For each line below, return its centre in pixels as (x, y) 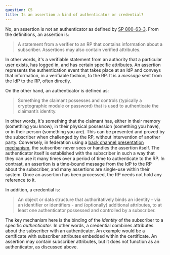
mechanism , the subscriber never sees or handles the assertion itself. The (82, 147)
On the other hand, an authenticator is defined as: (57, 90)
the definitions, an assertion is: (37, 34)
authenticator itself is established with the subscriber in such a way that (80, 153)
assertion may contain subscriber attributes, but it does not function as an (82, 241)
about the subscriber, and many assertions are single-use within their (78, 169)
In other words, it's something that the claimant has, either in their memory (83, 121)
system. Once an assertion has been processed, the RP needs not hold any (83, 174)
